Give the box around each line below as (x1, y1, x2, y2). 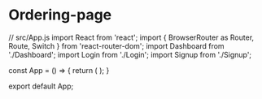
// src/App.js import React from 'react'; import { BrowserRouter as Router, (8, 32, 255, 42)
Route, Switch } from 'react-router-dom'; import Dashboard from (8, 41, 225, 50)
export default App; (8, 81, 74, 91)
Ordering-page (8, 6, 112, 24)
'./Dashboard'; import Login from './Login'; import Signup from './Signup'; (8, 49, 252, 59)
